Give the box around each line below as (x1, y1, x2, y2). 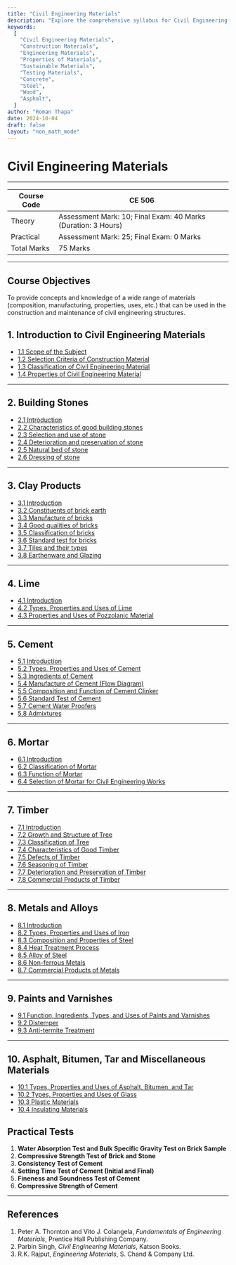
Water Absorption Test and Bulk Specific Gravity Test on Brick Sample (17, 1144, 227, 1153)
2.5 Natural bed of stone (17, 445, 88, 454)
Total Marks (11, 243, 51, 253)
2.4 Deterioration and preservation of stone (17, 437, 143, 447)
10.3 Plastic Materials (17, 1098, 79, 1106)
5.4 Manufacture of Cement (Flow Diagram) (17, 679, 144, 688)
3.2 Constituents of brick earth (17, 506, 107, 514)
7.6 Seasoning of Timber (17, 860, 88, 868)
